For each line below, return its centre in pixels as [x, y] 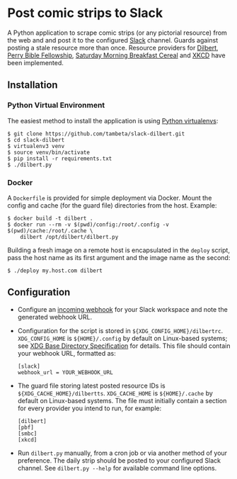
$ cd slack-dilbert [36, 140]
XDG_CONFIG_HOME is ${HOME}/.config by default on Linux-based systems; [122, 338]
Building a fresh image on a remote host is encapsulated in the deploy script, [118, 250]
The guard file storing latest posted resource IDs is [91, 385]
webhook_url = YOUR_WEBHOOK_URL [65, 372]
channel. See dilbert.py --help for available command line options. [117, 468]
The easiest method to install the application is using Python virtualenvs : [113, 120]
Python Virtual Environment [56, 106]
